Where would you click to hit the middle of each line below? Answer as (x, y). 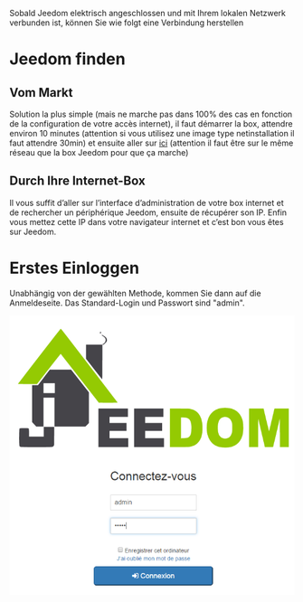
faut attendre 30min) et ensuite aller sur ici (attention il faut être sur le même (151, 143)
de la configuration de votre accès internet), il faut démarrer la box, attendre (151, 124)
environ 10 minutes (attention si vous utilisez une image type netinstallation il (152, 133)
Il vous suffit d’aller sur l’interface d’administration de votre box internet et (147, 202)
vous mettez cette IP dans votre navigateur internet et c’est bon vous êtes (147, 221)
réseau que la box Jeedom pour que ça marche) (99, 152)
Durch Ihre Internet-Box (78, 181)
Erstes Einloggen (75, 268)
